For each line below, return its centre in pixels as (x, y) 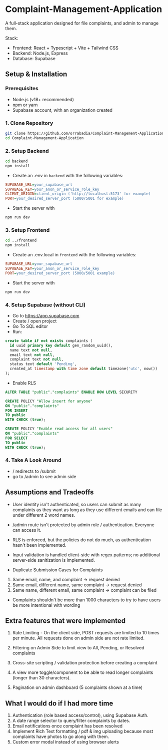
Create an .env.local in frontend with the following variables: (74, 255)
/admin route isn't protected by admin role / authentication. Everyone (83, 525)
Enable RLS (24, 383)
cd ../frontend (21, 241)
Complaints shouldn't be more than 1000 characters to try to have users (86, 600)
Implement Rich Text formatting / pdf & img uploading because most (83, 731)
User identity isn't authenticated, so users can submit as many (77, 504)
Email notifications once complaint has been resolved (67, 726)
